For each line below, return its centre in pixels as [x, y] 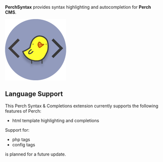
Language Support [34, 94]
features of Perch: [23, 111]
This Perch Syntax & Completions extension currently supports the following [82, 106]
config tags [24, 144]
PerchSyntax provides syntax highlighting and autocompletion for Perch [78, 7]
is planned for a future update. [36, 154]
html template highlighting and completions [55, 120]
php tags [21, 139]
